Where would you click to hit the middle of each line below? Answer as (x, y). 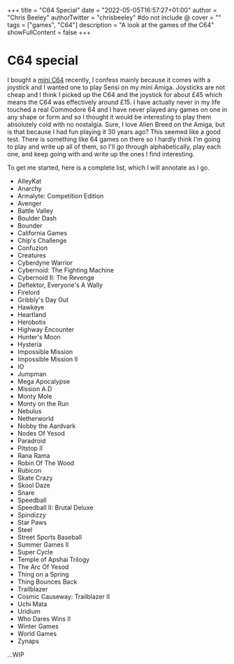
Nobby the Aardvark (46, 426)
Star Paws (32, 522)
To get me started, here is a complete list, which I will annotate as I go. (108, 168)
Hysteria (29, 344)
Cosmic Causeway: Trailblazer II (64, 596)
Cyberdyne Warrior (45, 263)
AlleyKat (29, 181)
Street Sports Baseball (50, 537)
